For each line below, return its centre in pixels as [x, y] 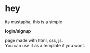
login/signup [18, 31]
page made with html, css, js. [34, 40]
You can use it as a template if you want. [45, 45]
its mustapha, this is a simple [34, 22]
